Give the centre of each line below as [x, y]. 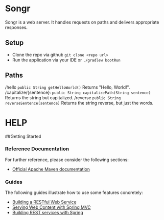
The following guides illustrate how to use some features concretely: [74, 192]
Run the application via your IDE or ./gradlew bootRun [66, 60]
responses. [16, 27]
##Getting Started [23, 136]
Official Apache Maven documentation [51, 169]
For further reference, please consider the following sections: [67, 160]
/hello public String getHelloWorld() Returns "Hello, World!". [68, 87]
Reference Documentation [37, 149]
